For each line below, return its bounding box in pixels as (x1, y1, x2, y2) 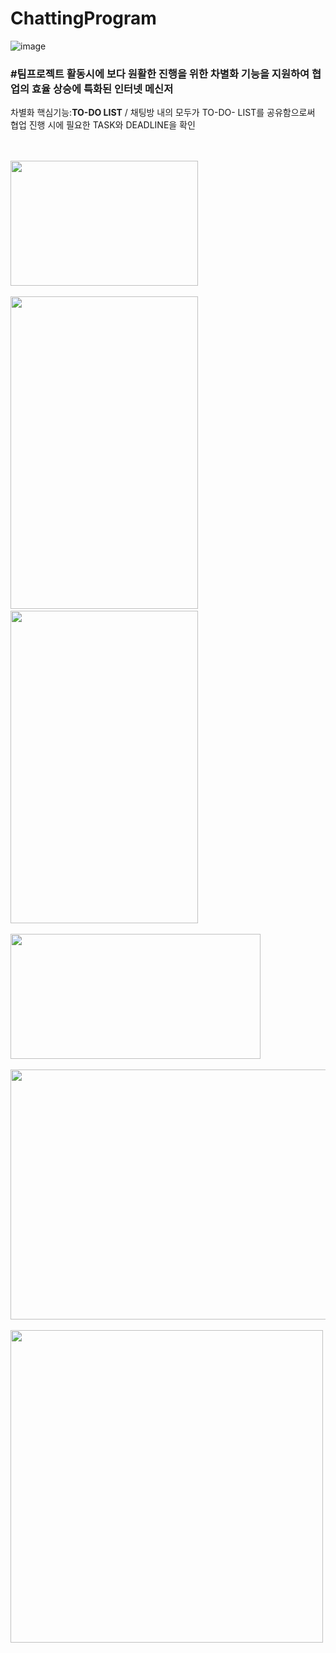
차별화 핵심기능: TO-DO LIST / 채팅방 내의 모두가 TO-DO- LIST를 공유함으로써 (10, 107, 316, 119)
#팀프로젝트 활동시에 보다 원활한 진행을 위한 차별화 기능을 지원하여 (10, 67, 310, 81)
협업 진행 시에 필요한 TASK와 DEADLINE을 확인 (10, 119, 196, 131)
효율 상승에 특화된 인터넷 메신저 (31, 82, 174, 96)
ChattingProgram (10, 7, 157, 30)
